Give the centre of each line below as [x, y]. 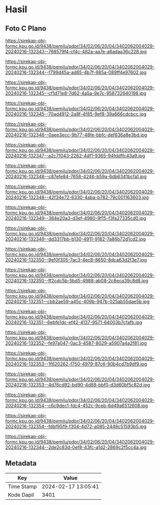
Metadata [21, 463]
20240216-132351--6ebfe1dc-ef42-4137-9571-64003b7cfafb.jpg [74, 322]
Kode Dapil [21, 495]
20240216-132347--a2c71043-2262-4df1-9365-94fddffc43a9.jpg [75, 156]
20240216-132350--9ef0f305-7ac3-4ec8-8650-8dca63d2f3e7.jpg [76, 260]
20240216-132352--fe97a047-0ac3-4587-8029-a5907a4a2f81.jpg [76, 343]
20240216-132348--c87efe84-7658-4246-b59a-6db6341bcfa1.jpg [76, 176]
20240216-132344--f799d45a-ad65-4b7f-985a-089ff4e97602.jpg [76, 72]
